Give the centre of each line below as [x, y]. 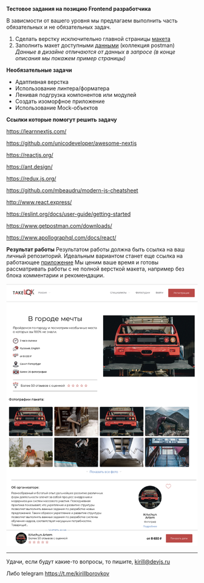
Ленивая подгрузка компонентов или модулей [76, 95]
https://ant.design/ [29, 167]
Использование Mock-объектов [56, 108]
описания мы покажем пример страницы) [70, 58]
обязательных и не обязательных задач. [59, 27]
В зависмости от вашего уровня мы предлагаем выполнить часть [92, 20]
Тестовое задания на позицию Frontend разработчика [79, 9]
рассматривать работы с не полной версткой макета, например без [95, 269]
